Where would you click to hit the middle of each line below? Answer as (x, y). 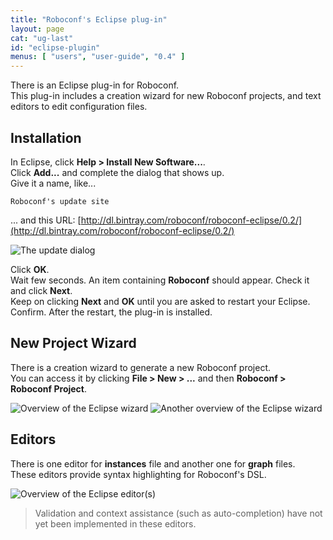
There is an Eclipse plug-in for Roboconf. (95, 85)
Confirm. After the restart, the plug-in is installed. (111, 312)
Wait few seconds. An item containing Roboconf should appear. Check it (160, 280)
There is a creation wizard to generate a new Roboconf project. (141, 367)
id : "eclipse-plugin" (55, 47)
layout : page (37, 29)
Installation (46, 137)
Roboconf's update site (60, 201)
